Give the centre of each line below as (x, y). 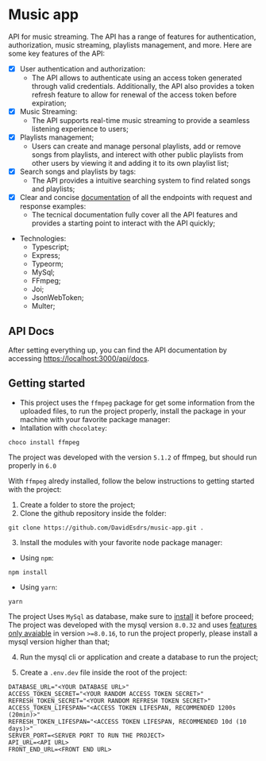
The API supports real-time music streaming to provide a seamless (141, 121)
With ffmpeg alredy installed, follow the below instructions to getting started (131, 481)
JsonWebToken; (58, 298)
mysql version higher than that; (59, 641)
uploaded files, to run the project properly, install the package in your (133, 411)
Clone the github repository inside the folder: (93, 513)
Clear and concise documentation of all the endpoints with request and (136, 198)
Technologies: (43, 239)
